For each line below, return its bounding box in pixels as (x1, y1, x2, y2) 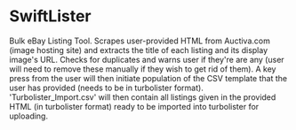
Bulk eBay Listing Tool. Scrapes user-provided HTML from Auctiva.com (9, 35, 271, 46)
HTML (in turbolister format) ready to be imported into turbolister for (9, 101, 260, 111)
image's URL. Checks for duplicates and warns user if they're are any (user (9, 54, 284, 65)
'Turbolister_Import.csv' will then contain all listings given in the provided (9, 91, 276, 103)
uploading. (9, 111, 49, 121)
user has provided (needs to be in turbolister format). (9, 82, 204, 93)
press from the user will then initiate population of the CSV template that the (9, 73, 287, 83)
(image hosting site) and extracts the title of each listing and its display (9, 44, 268, 55)
